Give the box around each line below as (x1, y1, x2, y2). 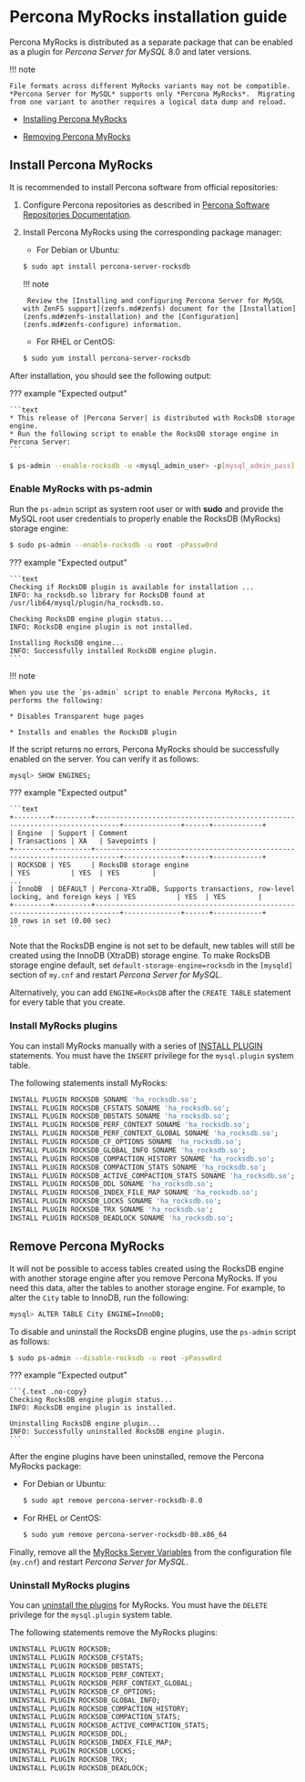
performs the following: (9, 695, 104, 705)
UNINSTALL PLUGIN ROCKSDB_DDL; (9, 1729, 128, 1739)
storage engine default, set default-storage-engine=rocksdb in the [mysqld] (9, 959, 293, 971)
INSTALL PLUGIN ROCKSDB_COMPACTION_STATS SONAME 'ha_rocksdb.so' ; (9, 1162, 267, 1172)
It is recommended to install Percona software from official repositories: (9, 181, 279, 192)
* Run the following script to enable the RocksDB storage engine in (9, 429, 280, 438)
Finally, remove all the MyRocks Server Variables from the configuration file (9, 1547, 292, 1558)
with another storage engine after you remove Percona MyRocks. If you (9, 1273, 278, 1284)
